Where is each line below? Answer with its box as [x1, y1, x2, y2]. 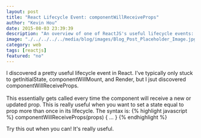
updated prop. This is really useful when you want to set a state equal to [6, 101, 184, 108]
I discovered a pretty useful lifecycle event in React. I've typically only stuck [6, 69, 193, 76]
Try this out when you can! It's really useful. [6, 125, 114, 132]
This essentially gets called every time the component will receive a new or [6, 95, 191, 102]
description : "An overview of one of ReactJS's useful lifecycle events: [6, 31, 194, 37]
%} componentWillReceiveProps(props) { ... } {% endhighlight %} [6, 114, 167, 121]
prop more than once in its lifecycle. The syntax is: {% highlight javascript [6, 107, 187, 114]
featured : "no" [6, 53, 44, 59]
